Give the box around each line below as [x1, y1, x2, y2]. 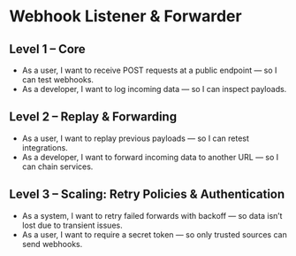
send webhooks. [21, 238, 83, 249]
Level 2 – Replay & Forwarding [9, 109, 178, 125]
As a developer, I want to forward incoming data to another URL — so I [21, 151, 279, 162]
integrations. [21, 142, 68, 152]
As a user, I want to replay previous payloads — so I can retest [21, 133, 250, 144]
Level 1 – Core [9, 42, 86, 57]
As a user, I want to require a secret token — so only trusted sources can [21, 229, 287, 240]
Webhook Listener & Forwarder [9, 6, 242, 27]
